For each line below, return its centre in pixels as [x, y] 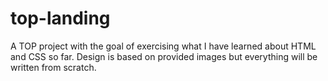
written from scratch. [53, 67]
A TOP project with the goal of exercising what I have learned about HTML [163, 46]
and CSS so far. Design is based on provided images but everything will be [164, 56]
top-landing [60, 18]
